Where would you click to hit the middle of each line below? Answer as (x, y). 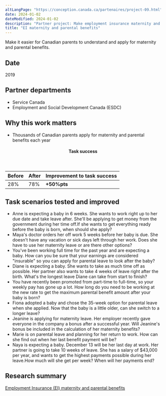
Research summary (36, 376)
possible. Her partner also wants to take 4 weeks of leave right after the (85, 271)
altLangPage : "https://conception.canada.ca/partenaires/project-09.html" (84, 10)
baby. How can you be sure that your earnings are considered (75, 255)
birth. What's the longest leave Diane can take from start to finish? (80, 277)
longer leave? (26, 313)
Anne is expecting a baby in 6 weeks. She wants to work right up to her (85, 213)
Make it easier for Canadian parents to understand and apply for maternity (81, 42)
